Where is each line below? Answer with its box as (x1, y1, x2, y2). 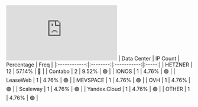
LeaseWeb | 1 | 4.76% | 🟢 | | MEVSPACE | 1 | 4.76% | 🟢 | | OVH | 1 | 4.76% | (6, 76, 191, 83)
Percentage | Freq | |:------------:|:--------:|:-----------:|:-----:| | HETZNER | (6, 61, 193, 68)
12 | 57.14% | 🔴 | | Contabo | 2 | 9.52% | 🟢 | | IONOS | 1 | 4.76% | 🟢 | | (6, 68, 176, 75)
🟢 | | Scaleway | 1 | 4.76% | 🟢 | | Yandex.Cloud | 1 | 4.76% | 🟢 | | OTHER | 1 (6, 85, 190, 92)
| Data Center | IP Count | (118, 55, 180, 62)
